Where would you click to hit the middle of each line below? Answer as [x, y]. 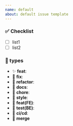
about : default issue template [37, 14]
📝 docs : [20, 87]
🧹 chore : [21, 92]
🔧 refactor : [23, 82]
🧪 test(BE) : [23, 108]
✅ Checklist [19, 31]
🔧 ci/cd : [20, 113]
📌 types [14, 60]
